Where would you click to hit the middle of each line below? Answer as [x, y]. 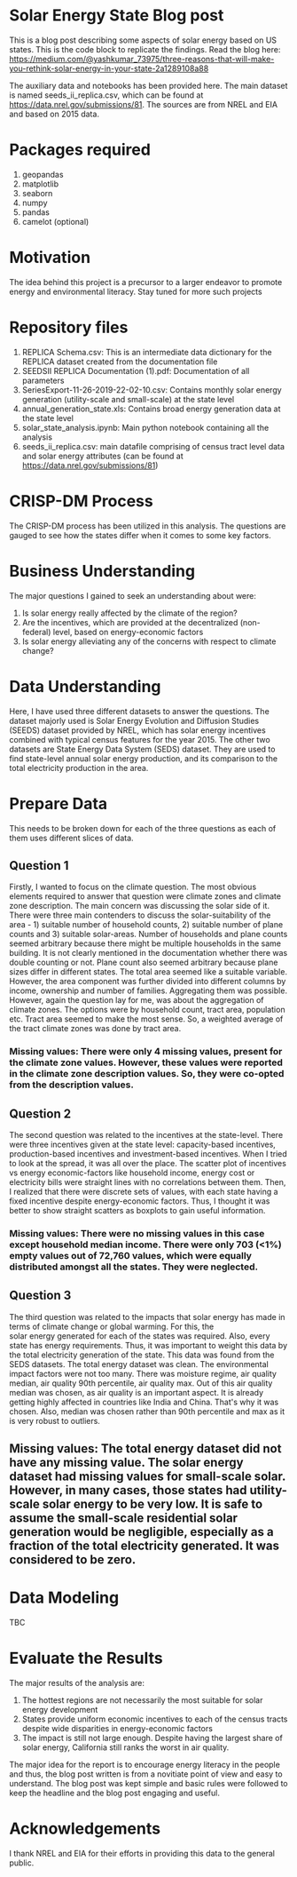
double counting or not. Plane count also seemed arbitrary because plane [144, 962]
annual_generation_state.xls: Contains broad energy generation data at [151, 409]
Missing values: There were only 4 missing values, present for [146, 1052]
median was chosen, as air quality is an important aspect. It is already [137, 1392]
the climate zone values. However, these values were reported [146, 1062]
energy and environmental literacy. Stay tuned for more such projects [136, 291]
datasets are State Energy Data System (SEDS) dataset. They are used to [142, 749]
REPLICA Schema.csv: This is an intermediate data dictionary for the [147, 352]
